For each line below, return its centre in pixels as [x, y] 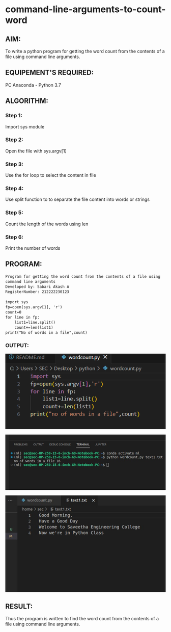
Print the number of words [33, 248]
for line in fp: [22, 317]
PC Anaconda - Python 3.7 [33, 85]
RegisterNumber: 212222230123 [37, 292]
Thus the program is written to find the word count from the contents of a [82, 619]
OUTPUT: [17, 345]
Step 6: [15, 237]
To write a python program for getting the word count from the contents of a [85, 51]
